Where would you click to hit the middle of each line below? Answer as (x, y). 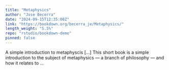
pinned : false (20, 38)
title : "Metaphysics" (28, 10)
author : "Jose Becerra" (31, 15)
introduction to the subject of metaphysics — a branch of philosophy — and (85, 57)
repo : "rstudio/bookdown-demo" (38, 33)
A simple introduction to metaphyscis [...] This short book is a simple (77, 52)
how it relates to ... (25, 63)
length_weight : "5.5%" (29, 29)
